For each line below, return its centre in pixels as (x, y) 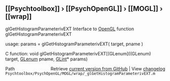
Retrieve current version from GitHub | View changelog (108, 68)
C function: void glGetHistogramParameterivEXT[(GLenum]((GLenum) (78, 53)
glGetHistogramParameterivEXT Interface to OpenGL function (70, 29)
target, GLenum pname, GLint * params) (46, 59)
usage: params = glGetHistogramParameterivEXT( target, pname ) (74, 44)
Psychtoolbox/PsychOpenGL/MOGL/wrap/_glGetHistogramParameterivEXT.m (80, 73)
